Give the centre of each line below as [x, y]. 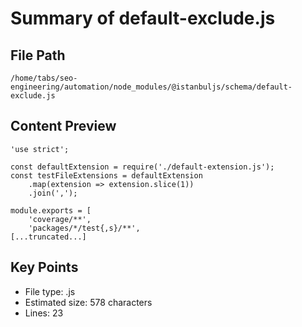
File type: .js [50, 291]
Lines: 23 [44, 313]
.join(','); [53, 193]
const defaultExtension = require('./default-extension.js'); [142, 167]
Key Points [44, 267]
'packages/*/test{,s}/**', [84, 228]
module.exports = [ [51, 210]
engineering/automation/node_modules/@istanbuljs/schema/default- [151, 87]
